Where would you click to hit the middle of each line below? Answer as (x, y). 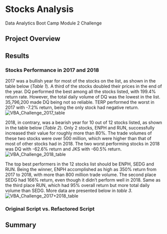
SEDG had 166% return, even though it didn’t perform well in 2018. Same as (83, 180)
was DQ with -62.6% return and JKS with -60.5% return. (63, 149)
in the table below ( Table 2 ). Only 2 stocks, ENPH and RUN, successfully (80, 128)
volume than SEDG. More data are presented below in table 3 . (69, 190)
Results (17, 56)
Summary (21, 225)
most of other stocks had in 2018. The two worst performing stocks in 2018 (82, 144)
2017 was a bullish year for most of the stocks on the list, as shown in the (80, 81)
